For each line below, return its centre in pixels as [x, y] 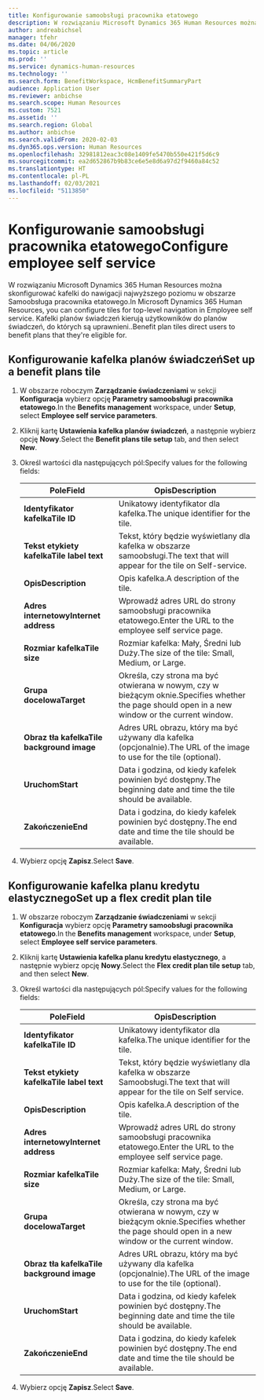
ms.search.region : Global [50, 125]
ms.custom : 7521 [35, 111]
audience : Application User [54, 88]
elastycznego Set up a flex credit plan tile [110, 898]
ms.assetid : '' [33, 118]
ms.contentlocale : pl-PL [49, 176]
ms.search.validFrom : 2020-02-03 [63, 139]
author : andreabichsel [45, 30]
